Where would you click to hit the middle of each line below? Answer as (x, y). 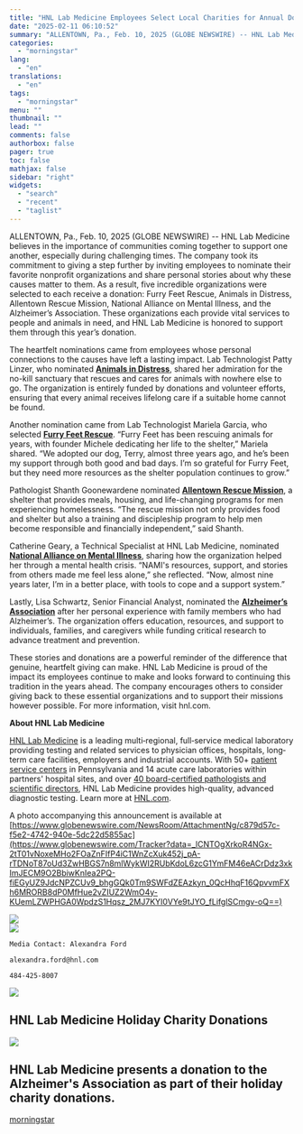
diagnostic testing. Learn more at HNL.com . (90, 797)
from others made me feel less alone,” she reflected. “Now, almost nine (142, 575)
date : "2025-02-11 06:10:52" (64, 26)
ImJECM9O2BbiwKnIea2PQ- (63, 872)
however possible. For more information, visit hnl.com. (110, 705)
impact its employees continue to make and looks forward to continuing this (150, 677)
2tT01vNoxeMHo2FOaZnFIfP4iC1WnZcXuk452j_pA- (105, 853)
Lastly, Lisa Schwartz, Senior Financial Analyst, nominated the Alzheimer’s (149, 602)
